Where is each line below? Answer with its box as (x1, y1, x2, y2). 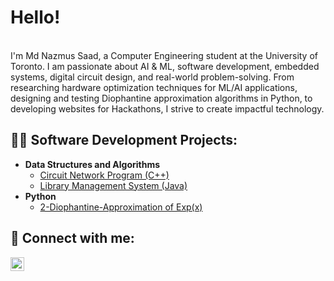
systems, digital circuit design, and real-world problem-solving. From (10, 71, 295, 83)
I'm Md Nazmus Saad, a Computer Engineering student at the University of (10, 49, 319, 61)
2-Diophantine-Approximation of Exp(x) (39, 201, 203, 213)
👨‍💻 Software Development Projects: (10, 132, 238, 149)
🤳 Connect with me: (10, 230, 135, 247)
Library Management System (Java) (39, 179, 188, 191)
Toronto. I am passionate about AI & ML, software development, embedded (10, 60, 320, 72)
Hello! (10, 6, 61, 29)
